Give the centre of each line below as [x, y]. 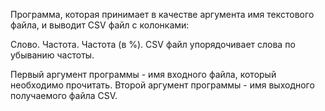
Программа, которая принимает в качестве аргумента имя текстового [162, 14]
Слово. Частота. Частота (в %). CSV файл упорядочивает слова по [153, 44]
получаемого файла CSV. [64, 95]
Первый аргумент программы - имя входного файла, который [143, 74]
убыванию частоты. [52, 55]
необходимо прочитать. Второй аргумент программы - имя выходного [162, 85]
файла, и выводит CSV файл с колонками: [100, 25]
